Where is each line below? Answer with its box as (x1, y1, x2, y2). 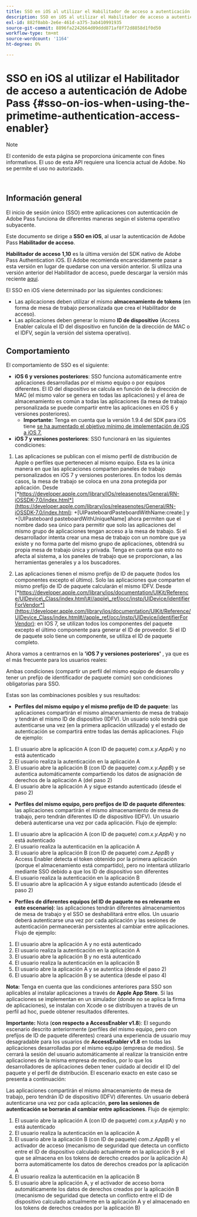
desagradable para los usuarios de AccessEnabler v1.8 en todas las (6, 1038, 171, 1045)
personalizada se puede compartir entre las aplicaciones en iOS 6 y (14, 404, 178, 411)
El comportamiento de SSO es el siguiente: (6, 361, 110, 369)
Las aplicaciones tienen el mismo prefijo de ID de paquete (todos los (14, 570, 181, 577)
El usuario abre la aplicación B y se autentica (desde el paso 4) (14, 972, 167, 979)
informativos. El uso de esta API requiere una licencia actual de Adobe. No (6, 158, 186, 165)
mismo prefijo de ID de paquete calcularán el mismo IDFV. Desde (14, 583, 172, 590)
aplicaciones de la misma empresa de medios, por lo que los (6, 1057, 152, 1064)
